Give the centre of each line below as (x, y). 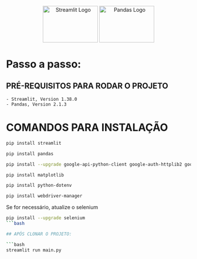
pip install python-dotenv (39, 185)
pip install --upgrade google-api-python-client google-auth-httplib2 (94, 164)
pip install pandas (30, 154)
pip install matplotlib (35, 175)
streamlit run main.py (34, 250)
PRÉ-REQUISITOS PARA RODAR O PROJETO (87, 86)
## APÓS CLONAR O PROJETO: (39, 234)
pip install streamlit (34, 143)
